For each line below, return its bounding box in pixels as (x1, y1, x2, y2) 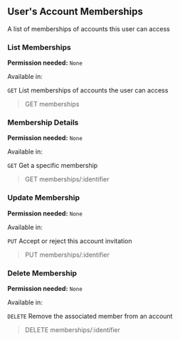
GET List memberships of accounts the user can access (7, 86, 169, 95)
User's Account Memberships (7, 6, 144, 18)
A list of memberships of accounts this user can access (7, 24, 171, 33)
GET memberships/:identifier (24, 175, 110, 184)
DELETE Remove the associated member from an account (7, 312, 173, 320)
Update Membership (7, 193, 80, 203)
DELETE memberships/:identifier (24, 326, 121, 334)
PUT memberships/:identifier (24, 250, 110, 259)
